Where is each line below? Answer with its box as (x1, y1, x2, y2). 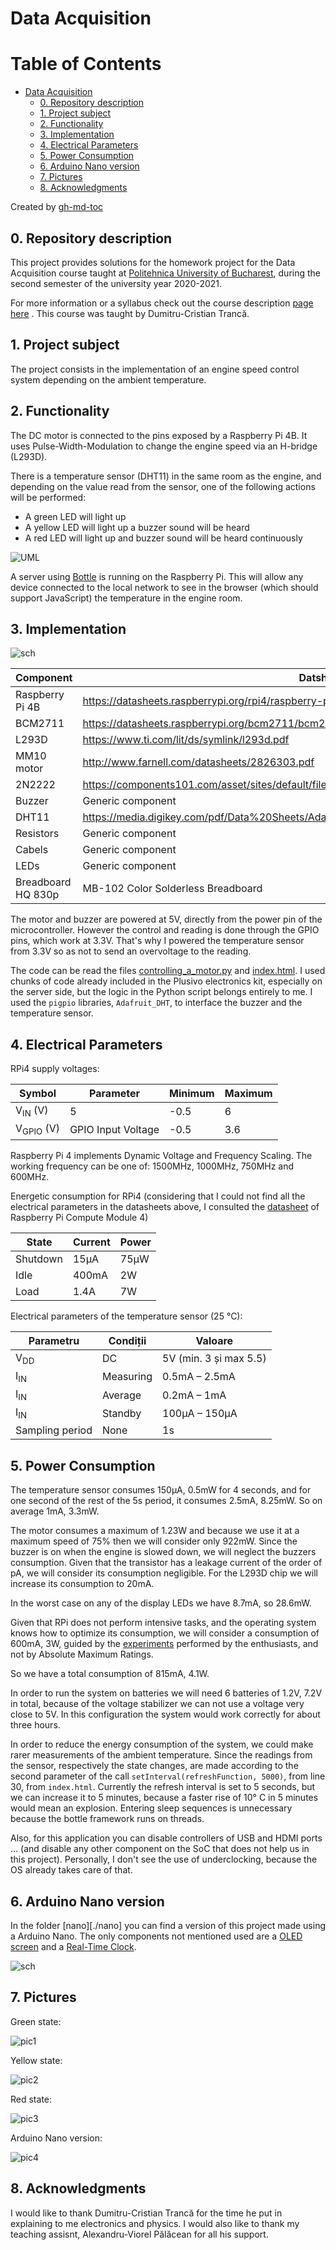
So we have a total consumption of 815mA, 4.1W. (10, 1668, 210, 1680)
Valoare (195, 1333, 234, 1347)
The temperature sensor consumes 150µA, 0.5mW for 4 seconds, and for (10, 1484, 312, 1496)
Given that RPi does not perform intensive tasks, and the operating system (10, 1617, 317, 1629)
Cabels (15, 843, 49, 857)
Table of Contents (10, 53, 162, 76)
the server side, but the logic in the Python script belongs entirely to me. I (10, 986, 313, 998)
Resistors (15, 827, 60, 841)
